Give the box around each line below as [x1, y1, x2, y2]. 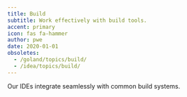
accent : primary [7, 23, 55, 30]
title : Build [7, 10, 46, 18]
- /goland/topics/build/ [13, 56, 87, 63]
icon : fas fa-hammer [7, 30, 69, 37]
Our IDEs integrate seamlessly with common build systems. [7, 82, 181, 90]
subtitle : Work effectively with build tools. [7, 17, 147, 24]
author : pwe [7, 37, 42, 44]
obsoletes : [7, 50, 40, 57]
